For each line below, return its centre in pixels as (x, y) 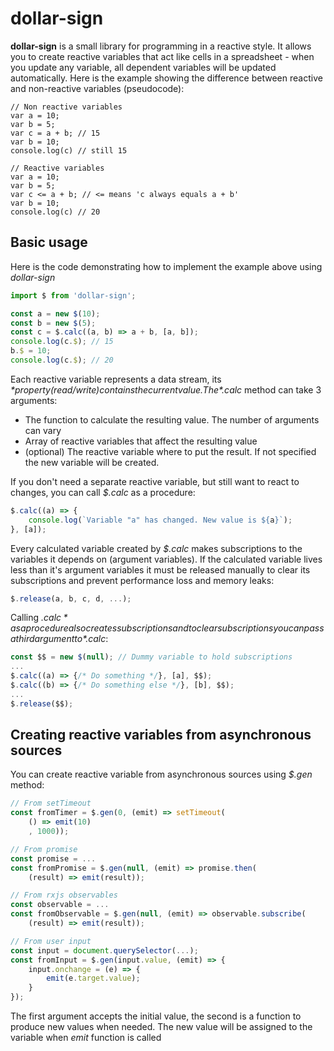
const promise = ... (53, 858)
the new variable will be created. (92, 462)
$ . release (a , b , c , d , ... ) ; (71, 598)
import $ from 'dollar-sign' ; (73, 295)
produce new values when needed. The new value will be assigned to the (161, 1027)
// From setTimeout (51, 803)
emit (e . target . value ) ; (93, 978)
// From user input (51, 941)
